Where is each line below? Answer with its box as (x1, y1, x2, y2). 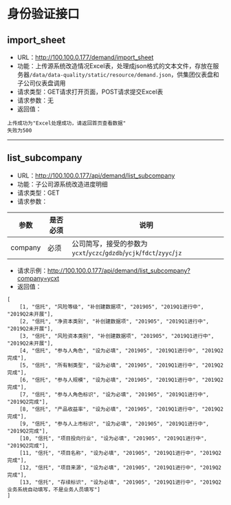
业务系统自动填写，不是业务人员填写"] (7, 486, 101, 493)
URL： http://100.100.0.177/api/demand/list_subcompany (16, 171, 175, 180)
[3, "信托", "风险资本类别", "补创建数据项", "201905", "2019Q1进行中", (19, 332, 214, 339)
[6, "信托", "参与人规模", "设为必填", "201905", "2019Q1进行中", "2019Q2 (19, 376, 223, 383)
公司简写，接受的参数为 (71, 239, 148, 248)
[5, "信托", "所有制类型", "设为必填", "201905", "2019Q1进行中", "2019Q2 (19, 362, 223, 369)
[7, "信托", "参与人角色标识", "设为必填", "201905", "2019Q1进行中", (19, 391, 210, 398)
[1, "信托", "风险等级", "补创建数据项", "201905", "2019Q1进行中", (19, 303, 204, 310)
